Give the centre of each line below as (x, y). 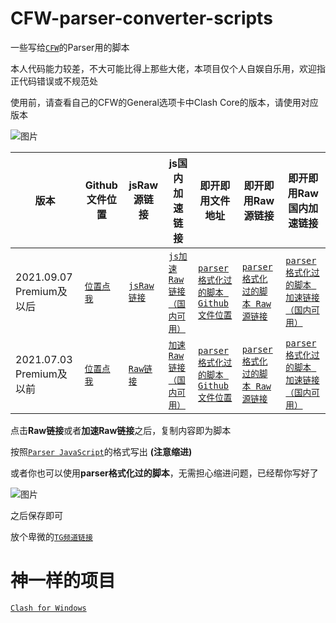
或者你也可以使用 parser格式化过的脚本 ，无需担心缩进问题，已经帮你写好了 (164, 473)
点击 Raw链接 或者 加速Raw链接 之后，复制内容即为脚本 (121, 430)
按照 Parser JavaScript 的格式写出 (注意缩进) (101, 451)
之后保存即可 (36, 515)
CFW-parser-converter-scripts (141, 18)
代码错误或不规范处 (58, 81)
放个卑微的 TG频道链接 (51, 536)
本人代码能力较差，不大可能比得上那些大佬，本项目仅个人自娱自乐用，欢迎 (163, 68)
